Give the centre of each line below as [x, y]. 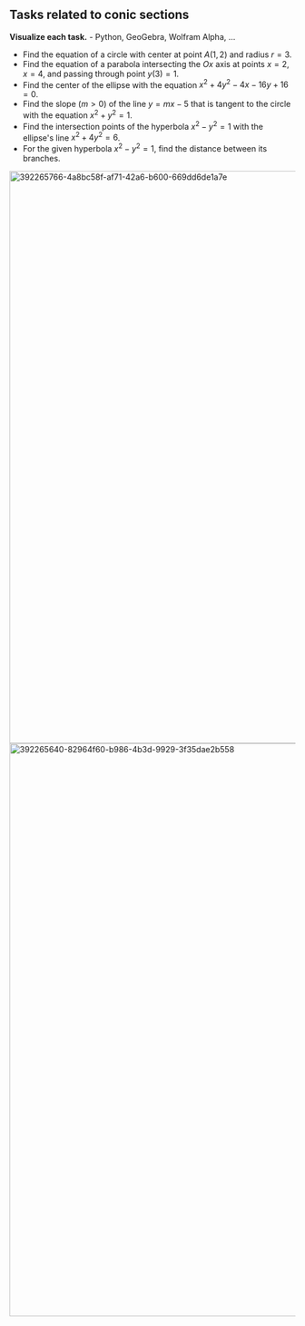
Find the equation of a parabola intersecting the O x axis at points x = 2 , [156, 64]
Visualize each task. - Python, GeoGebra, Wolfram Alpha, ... [123, 36]
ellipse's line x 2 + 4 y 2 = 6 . [71, 137]
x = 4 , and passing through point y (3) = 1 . [101, 74]
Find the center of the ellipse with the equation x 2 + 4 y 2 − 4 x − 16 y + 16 [155, 83]
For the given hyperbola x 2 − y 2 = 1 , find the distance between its [145, 148]
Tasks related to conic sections [99, 15]
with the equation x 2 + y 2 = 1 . [78, 114]
